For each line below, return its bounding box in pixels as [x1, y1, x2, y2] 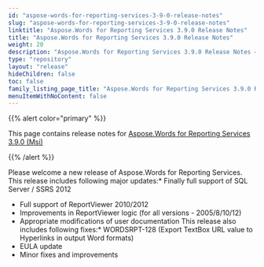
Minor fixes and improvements [19, 250, 119, 260]
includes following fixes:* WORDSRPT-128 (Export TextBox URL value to [19, 225, 253, 235]
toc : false [8, 77, 44, 85]
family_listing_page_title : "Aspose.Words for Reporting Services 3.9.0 [8, 84, 251, 93]
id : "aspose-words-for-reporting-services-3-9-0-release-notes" [8, 11, 223, 20]
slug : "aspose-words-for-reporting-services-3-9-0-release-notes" [8, 19, 230, 27]
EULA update [19, 242, 63, 251]
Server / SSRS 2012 [8, 184, 72, 194]
